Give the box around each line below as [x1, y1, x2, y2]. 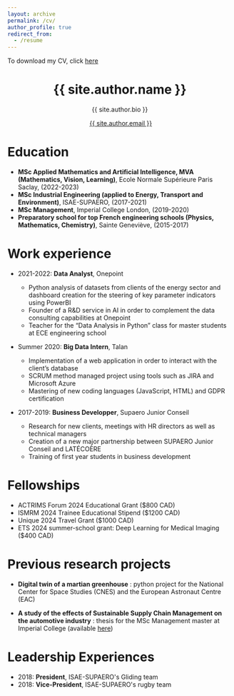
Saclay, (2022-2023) [17, 183, 80, 191]
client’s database [28, 363, 78, 372]
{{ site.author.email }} [88, 119, 152, 128]
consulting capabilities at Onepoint [28, 313, 131, 322]
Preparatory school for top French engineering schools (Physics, [17, 213, 214, 221]
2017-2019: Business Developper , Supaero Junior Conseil [17, 408, 189, 416]
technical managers [28, 429, 87, 438]
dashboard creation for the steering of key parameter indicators [28, 291, 216, 299]
